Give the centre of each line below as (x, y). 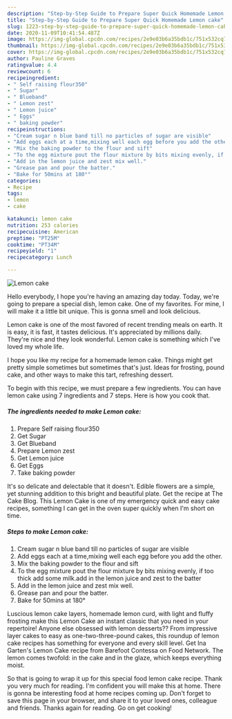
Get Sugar (31, 436)
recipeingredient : (33, 78)
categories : (24, 180)
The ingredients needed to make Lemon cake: (74, 411)
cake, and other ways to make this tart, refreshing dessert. (90, 375)
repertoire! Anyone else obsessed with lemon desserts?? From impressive (112, 628)
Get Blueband (37, 443)
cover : (17, 53)
